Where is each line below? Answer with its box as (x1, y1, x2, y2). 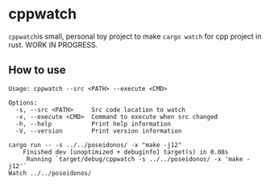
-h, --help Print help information (15, 120, 172, 128)
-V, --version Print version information (15, 126, 182, 135)
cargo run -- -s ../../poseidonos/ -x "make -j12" (8, 141, 182, 149)
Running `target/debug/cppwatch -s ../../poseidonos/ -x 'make (26, 154, 243, 163)
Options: (8, 98, 38, 107)
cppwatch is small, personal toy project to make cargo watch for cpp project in (8, 31, 262, 41)
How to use (8, 64, 66, 77)
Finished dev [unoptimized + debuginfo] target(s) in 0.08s (23, 148, 229, 156)
